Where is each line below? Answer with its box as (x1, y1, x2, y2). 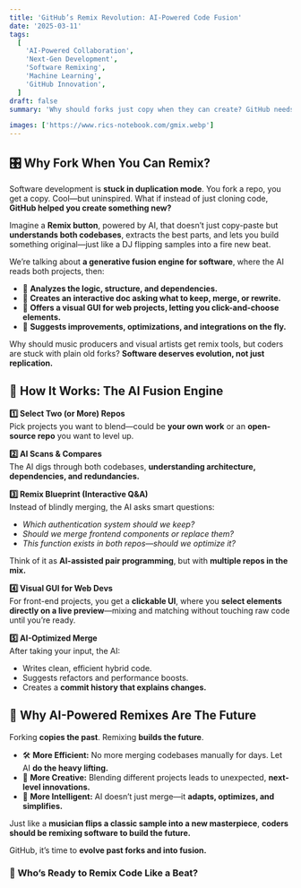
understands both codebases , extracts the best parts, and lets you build (9, 229, 279, 240)
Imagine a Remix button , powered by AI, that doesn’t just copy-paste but (9, 220, 279, 230)
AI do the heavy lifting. (21, 763, 109, 773)
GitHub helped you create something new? (9, 203, 172, 213)
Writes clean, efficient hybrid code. (21, 662, 152, 673)
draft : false (9, 96, 58, 106)
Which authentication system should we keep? (21, 519, 195, 530)
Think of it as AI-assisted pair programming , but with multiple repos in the (9, 555, 288, 565)
